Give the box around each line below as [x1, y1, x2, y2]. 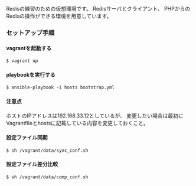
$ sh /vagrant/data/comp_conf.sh [6, 174, 89, 180]
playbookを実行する [6, 71, 56, 78]
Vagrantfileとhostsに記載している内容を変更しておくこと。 [6, 119, 149, 126]
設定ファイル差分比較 [6, 161, 58, 168]
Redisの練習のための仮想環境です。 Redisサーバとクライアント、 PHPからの [6, 5, 191, 12]
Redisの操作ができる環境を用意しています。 [6, 12, 112, 19]
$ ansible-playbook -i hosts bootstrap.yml [6, 84, 115, 90]
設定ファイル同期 [6, 134, 48, 141]
